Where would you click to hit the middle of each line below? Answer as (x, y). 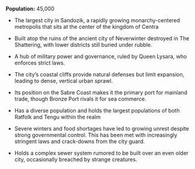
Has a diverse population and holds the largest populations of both (97, 110)
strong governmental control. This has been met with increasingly (96, 135)
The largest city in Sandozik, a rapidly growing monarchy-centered (97, 20)
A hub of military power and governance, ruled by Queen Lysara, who (101, 56)
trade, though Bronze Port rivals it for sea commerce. (80, 99)
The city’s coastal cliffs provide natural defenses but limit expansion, (99, 74)
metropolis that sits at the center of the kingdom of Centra (86, 27)
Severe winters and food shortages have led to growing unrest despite (101, 128)
